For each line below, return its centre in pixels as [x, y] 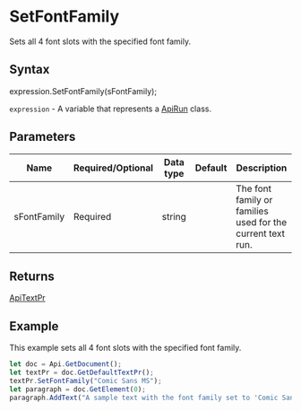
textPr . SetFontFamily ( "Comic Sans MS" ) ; [86, 380]
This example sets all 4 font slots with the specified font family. [125, 348]
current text [260, 233]
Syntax [30, 70]
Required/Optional [113, 168]
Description [262, 168]
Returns [32, 276]
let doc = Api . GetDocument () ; [66, 364]
